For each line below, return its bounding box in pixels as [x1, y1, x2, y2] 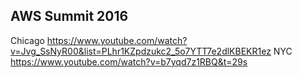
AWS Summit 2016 [10, 8, 129, 25]
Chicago [10, 34, 45, 46]
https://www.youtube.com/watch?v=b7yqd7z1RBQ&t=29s [10, 55, 248, 68]
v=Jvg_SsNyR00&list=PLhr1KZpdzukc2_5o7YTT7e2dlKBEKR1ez [10, 45, 272, 57]
